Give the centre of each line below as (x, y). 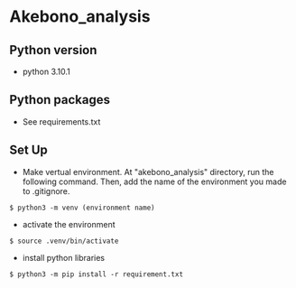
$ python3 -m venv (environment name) (82, 208)
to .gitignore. (46, 190)
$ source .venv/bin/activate (64, 241)
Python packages (60, 100)
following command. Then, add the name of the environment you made (154, 181)
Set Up (28, 150)
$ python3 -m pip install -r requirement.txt (96, 274)
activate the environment (69, 224)
